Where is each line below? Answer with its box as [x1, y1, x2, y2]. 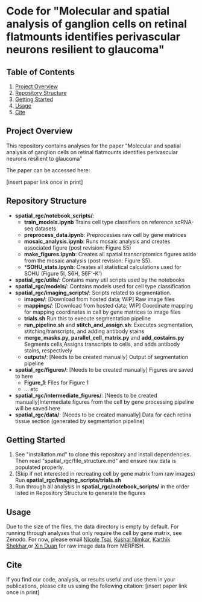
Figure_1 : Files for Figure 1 [24, 379, 89, 386]
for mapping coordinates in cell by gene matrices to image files [24, 308, 181, 316]
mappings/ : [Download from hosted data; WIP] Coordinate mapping [24, 302, 193, 309]
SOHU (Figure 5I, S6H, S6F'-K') [24, 270, 103, 277]
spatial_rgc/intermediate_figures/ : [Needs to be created [14, 392, 158, 399]
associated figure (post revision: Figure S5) [24, 244, 131, 251]
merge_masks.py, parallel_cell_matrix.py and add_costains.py [24, 334, 185, 341]
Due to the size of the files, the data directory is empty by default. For [6, 523, 179, 530]
